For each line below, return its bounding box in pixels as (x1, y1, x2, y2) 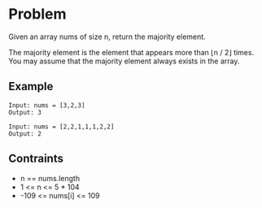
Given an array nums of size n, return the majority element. (8, 32, 206, 41)
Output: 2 (8, 129, 42, 138)
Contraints (8, 152, 63, 166)
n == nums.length (20, 173, 80, 183)
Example (8, 80, 54, 93)
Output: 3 (8, 108, 42, 116)
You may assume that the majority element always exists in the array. (8, 56, 240, 66)
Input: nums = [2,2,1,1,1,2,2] (8, 123, 115, 131)
